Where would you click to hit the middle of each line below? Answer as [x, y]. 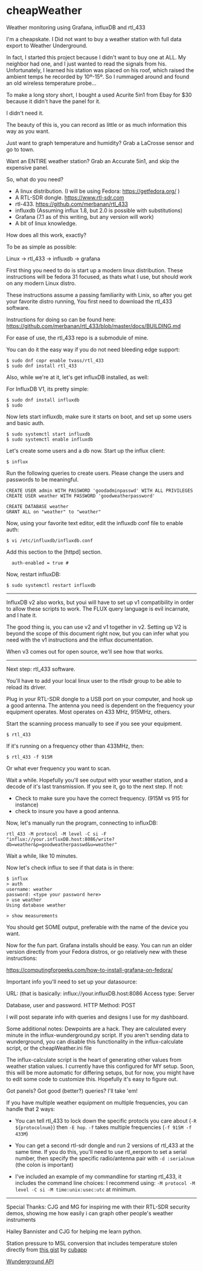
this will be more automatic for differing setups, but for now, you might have [100, 1072]
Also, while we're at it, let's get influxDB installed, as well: [78, 377]
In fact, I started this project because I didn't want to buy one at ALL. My [96, 57]
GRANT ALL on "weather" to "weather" [54, 512]
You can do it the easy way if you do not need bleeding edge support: [93, 349]
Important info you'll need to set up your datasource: [72, 981]
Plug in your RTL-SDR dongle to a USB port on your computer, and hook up [100, 699]
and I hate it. [22, 615]
